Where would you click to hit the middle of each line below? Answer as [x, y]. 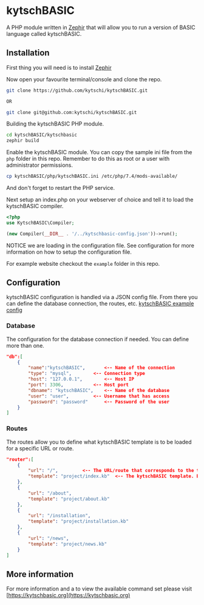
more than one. [25, 345]
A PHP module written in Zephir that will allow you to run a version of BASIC [101, 27]
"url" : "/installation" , [59, 516]
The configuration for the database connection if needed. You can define [98, 339]
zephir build [23, 141]
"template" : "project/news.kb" [68, 544]
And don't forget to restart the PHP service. [61, 188]
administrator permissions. [40, 165]
